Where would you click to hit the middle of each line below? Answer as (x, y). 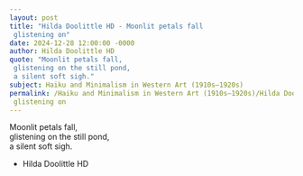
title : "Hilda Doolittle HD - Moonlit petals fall (106, 26)
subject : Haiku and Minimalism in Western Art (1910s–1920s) (127, 85)
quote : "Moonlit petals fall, (66, 60)
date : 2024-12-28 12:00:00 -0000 (72, 43)
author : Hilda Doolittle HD (62, 51)
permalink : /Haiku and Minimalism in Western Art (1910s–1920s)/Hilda (145, 93)
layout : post (34, 18)
